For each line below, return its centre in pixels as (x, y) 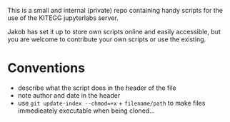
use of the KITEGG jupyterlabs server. (63, 18)
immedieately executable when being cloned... (86, 111)
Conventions (46, 68)
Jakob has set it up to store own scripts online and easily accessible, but (114, 32)
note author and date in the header (69, 95)
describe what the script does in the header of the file (97, 88)
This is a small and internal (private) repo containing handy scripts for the (115, 10)
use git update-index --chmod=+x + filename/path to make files (111, 103)
